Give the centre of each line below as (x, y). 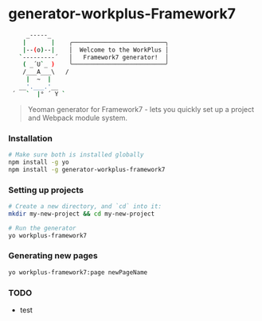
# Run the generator (43, 228)
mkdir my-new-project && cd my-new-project (82, 214)
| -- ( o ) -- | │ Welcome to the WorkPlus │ (96, 50)
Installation (31, 138)
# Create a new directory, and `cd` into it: (85, 207)
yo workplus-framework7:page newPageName (78, 272)
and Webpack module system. (77, 118)
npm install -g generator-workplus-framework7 (87, 169)
